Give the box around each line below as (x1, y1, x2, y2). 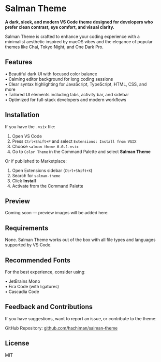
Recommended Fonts (5, 256, 71, 264)
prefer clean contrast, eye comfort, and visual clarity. (5, 24, 115, 30)
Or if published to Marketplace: (5, 158, 67, 164)
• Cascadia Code (5, 289, 40, 294)
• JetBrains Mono (5, 278, 40, 284)
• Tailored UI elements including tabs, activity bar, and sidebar (5, 91, 130, 97)
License (5, 339, 29, 347)
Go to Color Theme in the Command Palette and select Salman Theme (12, 149, 151, 155)
